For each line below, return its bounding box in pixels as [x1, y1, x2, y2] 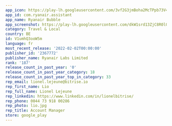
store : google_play [5, 113, 47, 118]
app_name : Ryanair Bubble [5, 17, 60, 22]
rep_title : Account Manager [5, 108, 66, 113]
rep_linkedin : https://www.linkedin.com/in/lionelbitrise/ [5, 94, 134, 99]
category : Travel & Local [5, 27, 60, 32]
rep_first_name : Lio [5, 84, 50, 89]
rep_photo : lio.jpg [5, 103, 47, 109]
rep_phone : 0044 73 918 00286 [5, 98, 70, 103]
